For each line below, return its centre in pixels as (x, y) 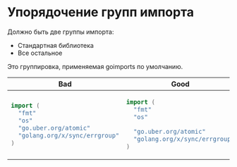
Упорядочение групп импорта (101, 12)
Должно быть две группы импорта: (61, 32)
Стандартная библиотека (55, 45)
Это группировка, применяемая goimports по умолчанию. (95, 66)
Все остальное (40, 53)
